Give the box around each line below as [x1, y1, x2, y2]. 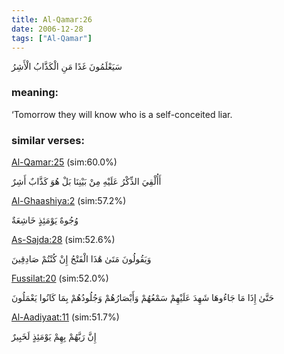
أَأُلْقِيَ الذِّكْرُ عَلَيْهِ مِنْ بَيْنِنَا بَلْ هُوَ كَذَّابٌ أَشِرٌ [11, 175, 162, 187]
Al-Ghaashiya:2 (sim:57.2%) [11, 194, 127, 206]
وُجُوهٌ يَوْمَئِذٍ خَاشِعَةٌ [11, 214, 79, 226]
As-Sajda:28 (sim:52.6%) [11, 233, 116, 245]
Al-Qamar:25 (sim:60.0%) [11, 156, 118, 168]
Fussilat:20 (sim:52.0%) [11, 272, 109, 284]
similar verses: [11, 133, 85, 147]
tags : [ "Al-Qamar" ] [11, 33, 93, 43]
